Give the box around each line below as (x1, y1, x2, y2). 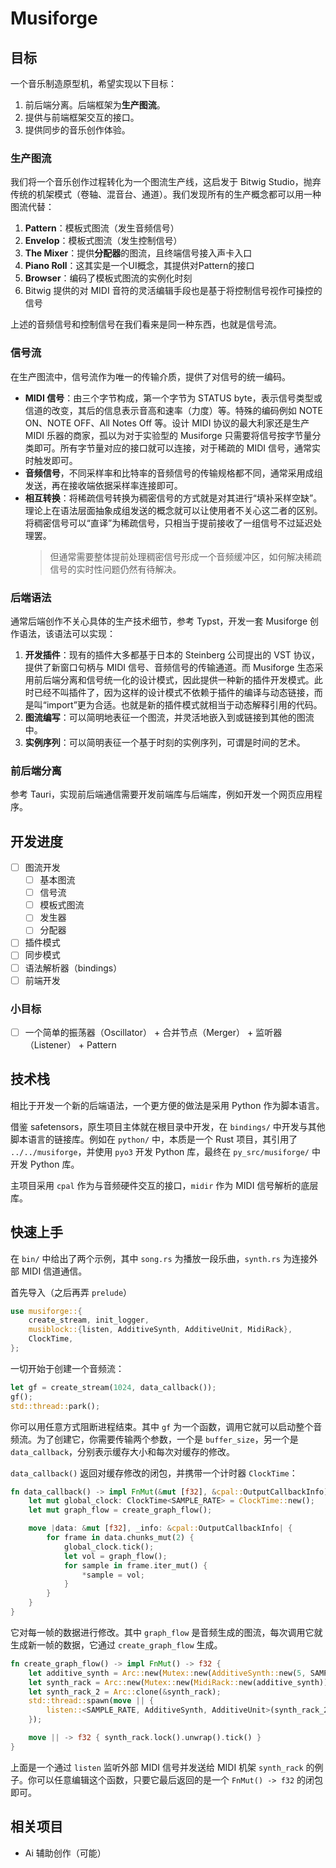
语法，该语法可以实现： (18, 627, 116, 639)
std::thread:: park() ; (10, 1401, 101, 1411)
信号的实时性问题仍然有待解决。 (49, 563, 182, 575)
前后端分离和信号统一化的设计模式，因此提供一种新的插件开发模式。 (33, 673, 315, 686)
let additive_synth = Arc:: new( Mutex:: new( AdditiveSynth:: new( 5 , (28, 1668, 307, 1678)
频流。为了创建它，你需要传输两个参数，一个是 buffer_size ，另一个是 (10, 1433, 299, 1445)
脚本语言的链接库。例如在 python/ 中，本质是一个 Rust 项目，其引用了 (10, 1133, 298, 1145)
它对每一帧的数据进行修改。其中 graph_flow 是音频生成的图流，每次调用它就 (10, 1626, 323, 1638)
